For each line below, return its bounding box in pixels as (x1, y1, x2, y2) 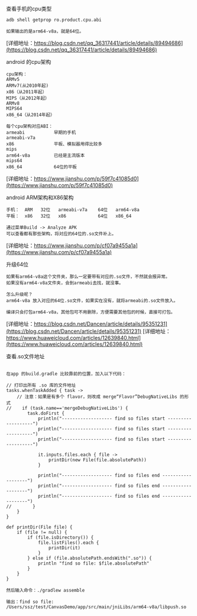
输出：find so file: (6, 599, 54, 605)
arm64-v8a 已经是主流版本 (6, 153, 85, 158)
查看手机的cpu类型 (6, 5, 52, 12)
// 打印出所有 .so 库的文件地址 (6, 382, 76, 388)
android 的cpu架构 (6, 59, 51, 65)
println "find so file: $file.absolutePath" (37, 560, 150, 566)
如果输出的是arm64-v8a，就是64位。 (6, 28, 84, 34)
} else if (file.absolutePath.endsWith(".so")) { (27, 555, 152, 561)
